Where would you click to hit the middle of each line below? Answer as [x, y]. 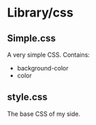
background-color [43, 68]
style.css [27, 97]
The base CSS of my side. [44, 114]
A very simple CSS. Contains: [49, 55]
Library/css [40, 13]
